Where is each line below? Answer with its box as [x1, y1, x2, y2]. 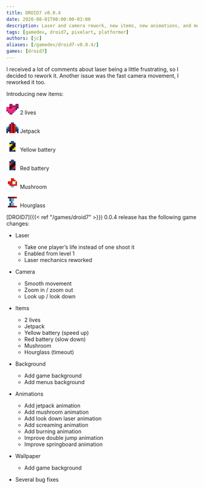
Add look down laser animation [24, 414, 102, 422]
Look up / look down [24, 292, 76, 300]
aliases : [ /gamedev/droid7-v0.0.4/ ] [6, 42, 99, 48]
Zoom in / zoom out [24, 286, 73, 294]
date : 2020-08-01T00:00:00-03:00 [6, 16, 91, 22]
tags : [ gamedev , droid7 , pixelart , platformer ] [6, 29, 129, 35]
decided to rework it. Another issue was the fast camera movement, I [6, 72, 179, 79]
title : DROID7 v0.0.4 [6, 10, 61, 16]
